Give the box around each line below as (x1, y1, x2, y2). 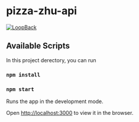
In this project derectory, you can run (6, 56, 96, 63)
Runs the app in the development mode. (6, 98, 104, 105)
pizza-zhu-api (6, 4, 77, 18)
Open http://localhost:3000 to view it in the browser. (6, 109, 134, 116)
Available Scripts (6, 41, 70, 51)
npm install (6, 71, 41, 78)
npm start (6, 86, 34, 92)
